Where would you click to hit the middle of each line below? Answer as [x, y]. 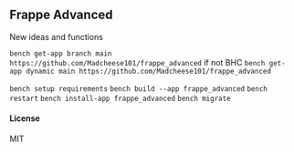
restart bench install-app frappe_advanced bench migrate [120, 98]
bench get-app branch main [61, 54]
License [25, 118]
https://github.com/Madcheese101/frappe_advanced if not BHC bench [137, 62]
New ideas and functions [56, 36]
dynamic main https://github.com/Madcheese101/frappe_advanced [149, 71]
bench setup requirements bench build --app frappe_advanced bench [138, 89]
